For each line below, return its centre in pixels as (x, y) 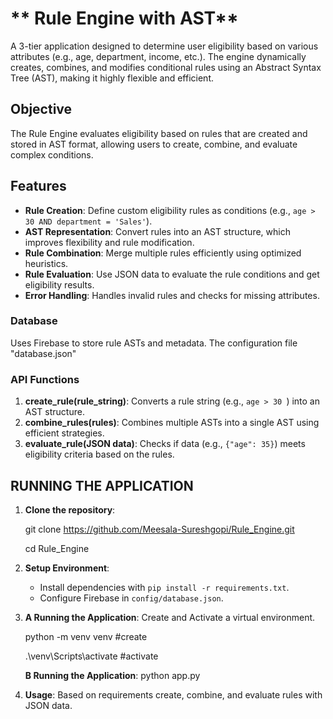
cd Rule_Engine (57, 548)
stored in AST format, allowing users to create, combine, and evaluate (154, 144)
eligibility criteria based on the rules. (99, 454)
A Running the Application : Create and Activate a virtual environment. (170, 617)
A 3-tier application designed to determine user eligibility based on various (164, 46)
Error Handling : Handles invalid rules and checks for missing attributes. (172, 295)
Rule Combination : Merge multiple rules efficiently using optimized (163, 253)
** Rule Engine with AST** (124, 18)
